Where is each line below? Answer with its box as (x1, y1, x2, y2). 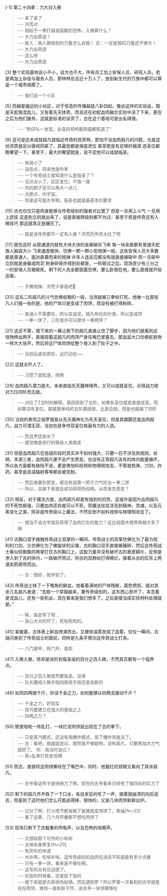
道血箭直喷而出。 (5, 561, 40, 567)
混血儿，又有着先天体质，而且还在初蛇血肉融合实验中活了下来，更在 (22, 109, 162, 115)
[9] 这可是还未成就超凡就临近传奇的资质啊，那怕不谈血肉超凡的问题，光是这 (5, 137, 161, 142)
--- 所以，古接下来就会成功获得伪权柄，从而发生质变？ (17, 486, 130, 491)
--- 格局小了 (17, 160, 43, 166)
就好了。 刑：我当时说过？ (17, 747, 71, 753)
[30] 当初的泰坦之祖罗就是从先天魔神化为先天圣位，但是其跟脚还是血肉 (5, 417, 150, 422)
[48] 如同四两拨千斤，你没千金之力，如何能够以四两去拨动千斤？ (5, 690, 137, 696)
